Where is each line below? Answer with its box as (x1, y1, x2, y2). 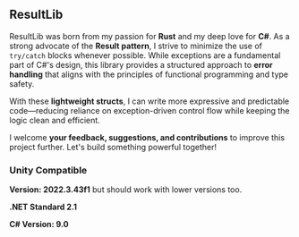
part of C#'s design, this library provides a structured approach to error (9, 59, 273, 70)
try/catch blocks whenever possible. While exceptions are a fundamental (9, 49, 281, 61)
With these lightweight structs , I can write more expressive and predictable (9, 96, 290, 106)
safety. (9, 78, 35, 89)
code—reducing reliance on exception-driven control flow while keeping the (9, 105, 290, 115)
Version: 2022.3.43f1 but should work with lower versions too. (9, 184, 243, 195)
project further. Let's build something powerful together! (9, 141, 218, 152)
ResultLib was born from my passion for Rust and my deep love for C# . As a (9, 30, 290, 41)
